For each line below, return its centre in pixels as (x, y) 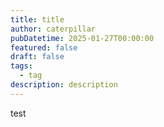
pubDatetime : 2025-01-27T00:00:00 (82, 38)
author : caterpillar (53, 29)
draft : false (37, 57)
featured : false (44, 47)
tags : (21, 66)
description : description (64, 85)
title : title (37, 19)
